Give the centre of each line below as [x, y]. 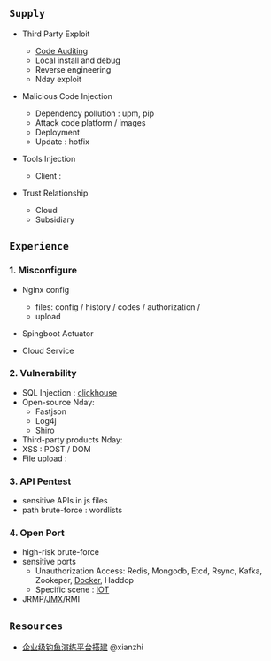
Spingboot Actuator [58, 333]
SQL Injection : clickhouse [70, 392]
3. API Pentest [40, 481]
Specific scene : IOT [72, 590]
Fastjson [50, 411]
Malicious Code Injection [67, 96]
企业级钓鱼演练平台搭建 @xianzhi [82, 647]
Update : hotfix [62, 142]
